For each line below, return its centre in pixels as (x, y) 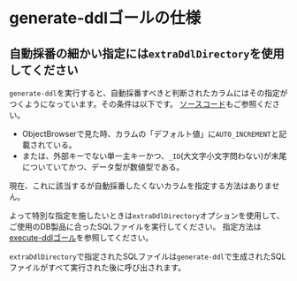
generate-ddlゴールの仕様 (105, 18)
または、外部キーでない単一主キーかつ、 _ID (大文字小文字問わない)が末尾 (154, 156)
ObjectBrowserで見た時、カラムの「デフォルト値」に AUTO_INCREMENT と (150, 134)
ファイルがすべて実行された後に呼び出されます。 (98, 267)
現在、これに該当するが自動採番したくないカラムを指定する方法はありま (141, 186)
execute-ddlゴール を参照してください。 (81, 238)
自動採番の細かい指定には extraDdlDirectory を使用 (147, 53)
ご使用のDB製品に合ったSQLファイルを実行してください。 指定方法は (135, 227)
